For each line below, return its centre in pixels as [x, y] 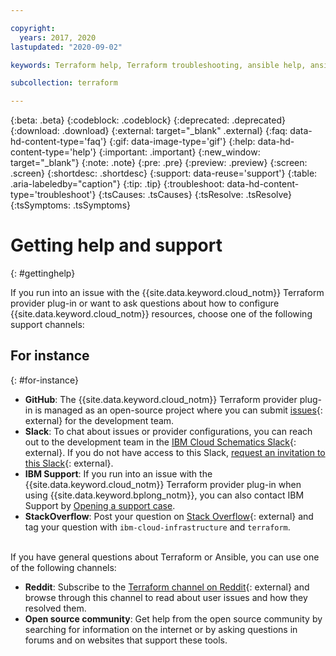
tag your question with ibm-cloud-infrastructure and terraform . [157, 527]
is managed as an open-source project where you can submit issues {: [178, 410]
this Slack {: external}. [69, 463]
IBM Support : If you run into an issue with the [118, 473]
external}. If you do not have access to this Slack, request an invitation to [175, 452]
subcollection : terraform [64, 83]
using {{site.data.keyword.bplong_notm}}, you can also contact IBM [164, 495]
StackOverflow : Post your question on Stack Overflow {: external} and [169, 516]
